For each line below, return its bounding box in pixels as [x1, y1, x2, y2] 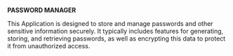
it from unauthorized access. [7, 42, 91, 50]
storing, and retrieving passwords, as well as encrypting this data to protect [7, 34, 226, 43]
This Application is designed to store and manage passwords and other [7, 20, 213, 27]
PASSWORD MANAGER [7, 6, 76, 14]
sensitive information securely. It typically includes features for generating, [7, 27, 224, 35]
